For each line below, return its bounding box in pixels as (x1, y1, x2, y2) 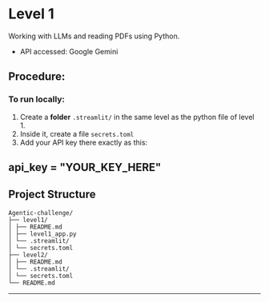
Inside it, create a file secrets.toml (19, 129, 134, 138)
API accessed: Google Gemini (19, 46, 118, 56)
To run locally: (8, 93, 66, 105)
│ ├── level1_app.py (8, 229, 78, 238)
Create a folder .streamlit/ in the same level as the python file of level (19, 112, 255, 121)
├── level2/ (8, 251, 48, 259)
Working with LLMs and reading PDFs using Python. (8, 31, 180, 41)
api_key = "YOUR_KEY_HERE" (8, 161, 162, 174)
